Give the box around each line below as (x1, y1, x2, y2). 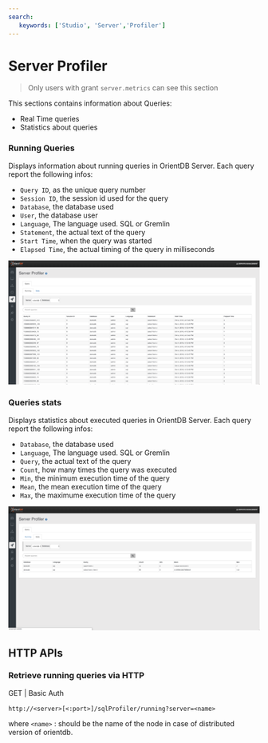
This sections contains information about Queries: (8, 98, 172, 108)
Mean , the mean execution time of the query (19, 481, 162, 491)
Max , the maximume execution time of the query (19, 490, 176, 500)
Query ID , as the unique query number (19, 185, 146, 194)
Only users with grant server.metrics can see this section (27, 83, 219, 93)
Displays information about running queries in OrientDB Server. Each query (8, 161, 254, 170)
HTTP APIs (8, 646, 64, 660)
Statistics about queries (19, 122, 98, 132)
